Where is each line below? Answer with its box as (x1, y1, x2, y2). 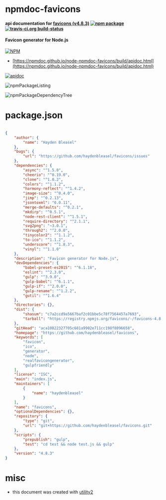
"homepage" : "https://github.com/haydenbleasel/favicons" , (14, 330, 139, 335)
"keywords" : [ (14, 335, 43, 340)
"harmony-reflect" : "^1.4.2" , (23, 186, 85, 191)
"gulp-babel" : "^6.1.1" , (23, 279, 75, 284)
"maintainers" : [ (14, 381, 50, 387)
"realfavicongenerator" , (23, 358, 75, 363)
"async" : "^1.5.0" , (23, 167, 64, 173)
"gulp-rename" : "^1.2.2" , (23, 288, 77, 293)
